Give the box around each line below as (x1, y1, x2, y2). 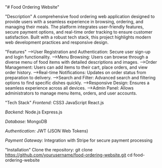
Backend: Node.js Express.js (5, 109, 62, 115)
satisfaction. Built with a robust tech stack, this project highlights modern (5, 34, 151, 40)
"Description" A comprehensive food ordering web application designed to (5, 14, 155, 19)
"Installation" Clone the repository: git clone (5, 147, 93, 152)
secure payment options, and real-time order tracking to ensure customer (5, 29, 153, 35)
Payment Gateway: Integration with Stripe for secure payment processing (5, 137, 153, 143)
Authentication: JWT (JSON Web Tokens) (5, 128, 89, 133)
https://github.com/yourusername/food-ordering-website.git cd (5, 152, 133, 158)
